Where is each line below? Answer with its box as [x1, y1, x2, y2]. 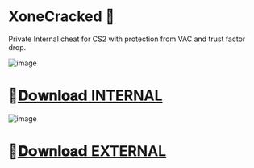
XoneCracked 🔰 [8, 7, 115, 26]
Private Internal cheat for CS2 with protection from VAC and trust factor [8, 34, 246, 44]
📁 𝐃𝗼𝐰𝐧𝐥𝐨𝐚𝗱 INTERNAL [8, 86, 163, 105]
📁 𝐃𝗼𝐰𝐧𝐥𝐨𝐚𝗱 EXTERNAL [8, 142, 167, 161]
